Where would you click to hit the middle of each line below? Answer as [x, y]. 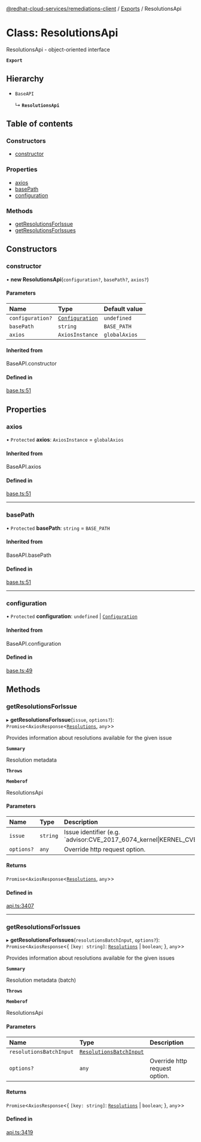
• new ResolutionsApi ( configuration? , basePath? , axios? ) [78, 279]
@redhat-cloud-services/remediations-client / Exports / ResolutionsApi [94, 9]
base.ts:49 [19, 670]
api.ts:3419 [20, 1132]
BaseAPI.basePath [29, 555]
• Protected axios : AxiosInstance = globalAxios [65, 440]
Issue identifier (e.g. [92, 832]
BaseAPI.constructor [31, 364]
